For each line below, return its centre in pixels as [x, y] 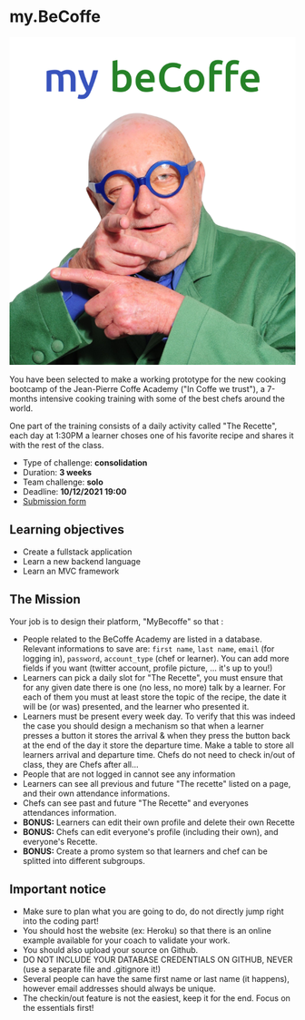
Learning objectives [67, 530]
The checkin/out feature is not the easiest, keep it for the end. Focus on [156, 998]
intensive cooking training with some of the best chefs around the [162, 399]
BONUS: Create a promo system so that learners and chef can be [145, 851]
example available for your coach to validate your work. [126, 940]
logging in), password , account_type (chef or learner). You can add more [156, 658]
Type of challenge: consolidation [85, 463]
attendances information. [69, 812]
